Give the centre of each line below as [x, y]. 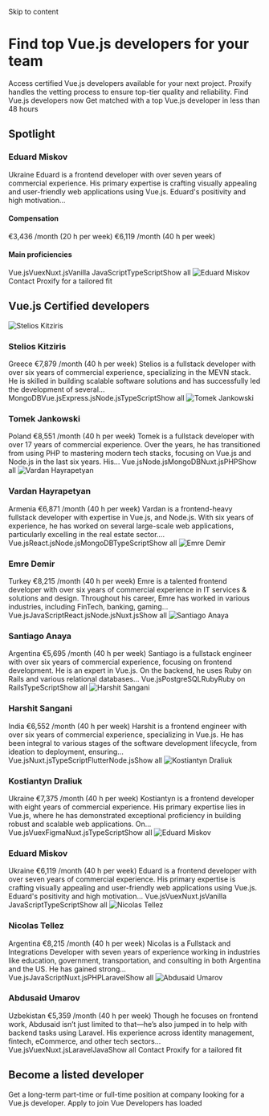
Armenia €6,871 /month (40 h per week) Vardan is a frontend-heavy [120, 508]
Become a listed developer [76, 1075]
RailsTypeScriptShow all [48, 688]
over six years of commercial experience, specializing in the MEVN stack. [130, 373]
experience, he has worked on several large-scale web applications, [121, 526]
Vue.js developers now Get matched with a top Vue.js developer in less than [134, 100]
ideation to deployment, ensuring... [66, 751]
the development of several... [57, 389]
